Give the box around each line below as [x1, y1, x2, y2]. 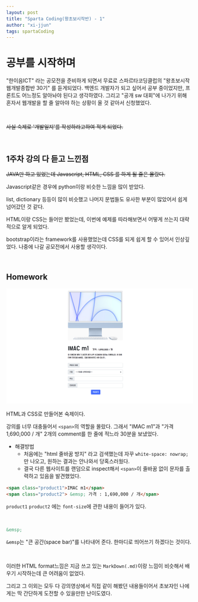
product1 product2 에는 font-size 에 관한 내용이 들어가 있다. [6, 503, 147, 510]
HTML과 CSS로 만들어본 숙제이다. [6, 410, 85, 417]
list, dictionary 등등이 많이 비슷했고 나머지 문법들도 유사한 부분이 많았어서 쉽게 [6, 196, 188, 202]
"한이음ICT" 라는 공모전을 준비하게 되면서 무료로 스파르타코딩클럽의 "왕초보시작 [6, 77, 190, 84]
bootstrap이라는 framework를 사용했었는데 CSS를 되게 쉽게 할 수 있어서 [6, 236, 174, 243]
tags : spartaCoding [6, 28, 55, 34]
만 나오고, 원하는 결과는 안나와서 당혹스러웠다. [23, 458, 130, 465]
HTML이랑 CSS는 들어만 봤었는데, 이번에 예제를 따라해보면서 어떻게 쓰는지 [6, 216, 179, 223]
